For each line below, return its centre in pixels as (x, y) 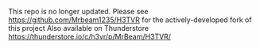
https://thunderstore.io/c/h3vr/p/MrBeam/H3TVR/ (90, 36)
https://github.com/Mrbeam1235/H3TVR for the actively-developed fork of (130, 20)
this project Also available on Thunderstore (79, 28)
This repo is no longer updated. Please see (78, 11)
